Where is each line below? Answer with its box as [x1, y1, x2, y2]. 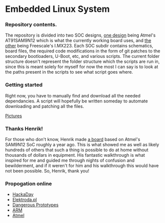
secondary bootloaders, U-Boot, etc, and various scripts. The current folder [5, 53, 160, 59]
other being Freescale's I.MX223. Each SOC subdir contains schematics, [5, 43, 154, 49]
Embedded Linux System [5, 3, 110, 15]
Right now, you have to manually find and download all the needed [5, 92, 141, 98]
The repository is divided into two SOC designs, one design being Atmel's [5, 32, 156, 38]
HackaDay [12, 191, 34, 197]
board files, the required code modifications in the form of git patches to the [5, 48, 161, 54]
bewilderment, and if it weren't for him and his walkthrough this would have [5, 163, 159, 169]
